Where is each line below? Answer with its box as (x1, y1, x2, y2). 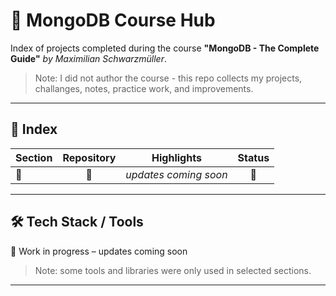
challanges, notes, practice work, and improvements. (34, 82, 254, 94)
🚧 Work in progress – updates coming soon (10, 245, 188, 257)
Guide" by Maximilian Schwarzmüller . (10, 52, 167, 64)
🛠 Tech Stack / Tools (10, 214, 144, 231)
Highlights (151, 150, 202, 164)
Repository (62, 150, 117, 164)
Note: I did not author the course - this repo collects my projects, (34, 72, 303, 84)
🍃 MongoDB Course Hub (10, 9, 216, 32)
